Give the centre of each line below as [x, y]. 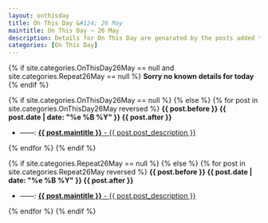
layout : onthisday [39, 16]
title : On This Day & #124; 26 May [66, 23]
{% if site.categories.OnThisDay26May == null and [91, 68]
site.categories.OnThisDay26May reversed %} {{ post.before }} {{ [117, 109]
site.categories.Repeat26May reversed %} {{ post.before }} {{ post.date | [130, 172]
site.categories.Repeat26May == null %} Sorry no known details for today [131, 76]
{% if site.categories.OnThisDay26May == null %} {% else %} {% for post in [133, 100]
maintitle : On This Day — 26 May [64, 30]
